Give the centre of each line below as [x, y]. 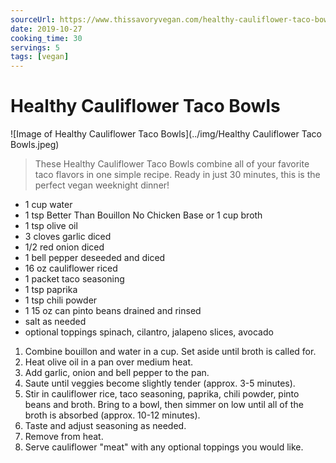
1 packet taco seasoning [74, 279]
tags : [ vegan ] [40, 57]
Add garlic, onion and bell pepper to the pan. [117, 373]
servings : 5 [35, 47]
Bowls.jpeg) [35, 145]
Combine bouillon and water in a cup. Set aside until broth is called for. [170, 352]
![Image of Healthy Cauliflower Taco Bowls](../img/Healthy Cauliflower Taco [166, 134]
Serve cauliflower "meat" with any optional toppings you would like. [164, 447]
